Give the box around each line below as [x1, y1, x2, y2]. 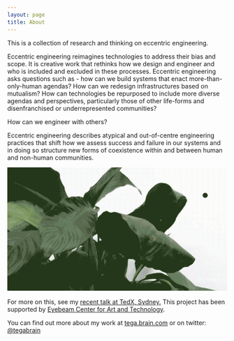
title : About [7, 18, 45, 26]
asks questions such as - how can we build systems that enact [7, 74, 188, 83]
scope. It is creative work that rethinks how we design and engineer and [7, 59, 215, 68]
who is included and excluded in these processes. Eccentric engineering [7, 67, 217, 75]
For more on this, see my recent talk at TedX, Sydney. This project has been [7, 298, 226, 306]
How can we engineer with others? [7, 117, 108, 126]
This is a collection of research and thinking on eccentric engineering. [7, 38, 209, 47]
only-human [7, 82, 42, 90]
